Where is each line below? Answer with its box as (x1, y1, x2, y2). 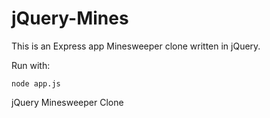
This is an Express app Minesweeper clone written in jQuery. (11, 40, 261, 52)
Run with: (11, 59, 51, 71)
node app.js (11, 78, 61, 89)
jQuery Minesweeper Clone (11, 96, 124, 108)
